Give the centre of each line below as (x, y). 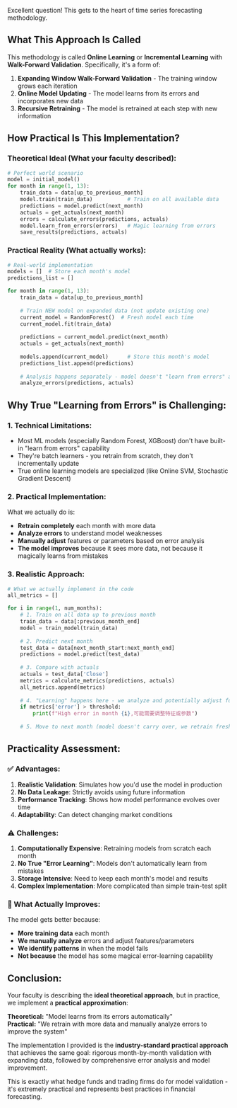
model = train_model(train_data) (69, 628)
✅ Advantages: (34, 769)
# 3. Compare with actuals (60, 668)
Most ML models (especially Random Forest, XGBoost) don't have (113, 440)
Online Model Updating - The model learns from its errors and (108, 93)
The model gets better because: (54, 920)
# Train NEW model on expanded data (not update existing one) (115, 311)
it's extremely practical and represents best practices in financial (101, 1089)
